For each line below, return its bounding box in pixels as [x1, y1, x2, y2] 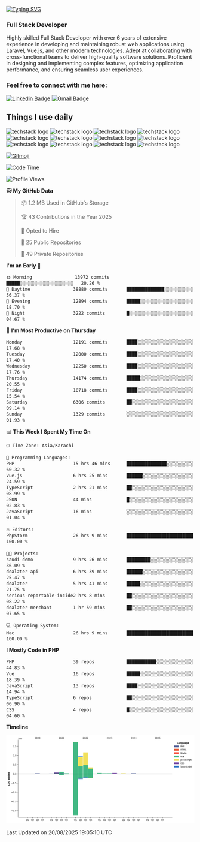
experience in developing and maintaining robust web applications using [6, 41, 184, 48]
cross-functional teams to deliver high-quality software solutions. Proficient [6, 53, 192, 61]
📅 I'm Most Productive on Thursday [6, 327, 96, 334]
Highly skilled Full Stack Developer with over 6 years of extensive [6, 34, 167, 41]
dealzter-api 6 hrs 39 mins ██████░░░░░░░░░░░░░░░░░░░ [6, 569, 194, 575]
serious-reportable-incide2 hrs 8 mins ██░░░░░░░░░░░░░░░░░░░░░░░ [6, 593, 194, 599]
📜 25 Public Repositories [20, 239, 82, 246]
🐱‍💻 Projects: [6, 551, 39, 557]
